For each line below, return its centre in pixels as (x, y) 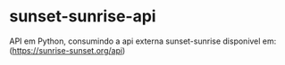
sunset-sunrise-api (83, 16)
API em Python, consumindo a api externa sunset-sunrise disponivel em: (143, 41)
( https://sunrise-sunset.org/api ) (67, 50)
